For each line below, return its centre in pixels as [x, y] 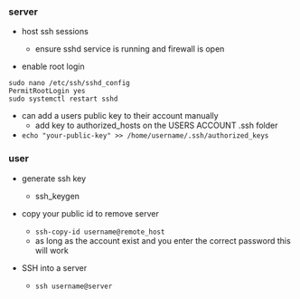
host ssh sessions [55, 32]
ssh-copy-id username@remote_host [100, 232]
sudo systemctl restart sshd [63, 99]
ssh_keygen [57, 196]
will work [52, 250]
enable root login [53, 67]
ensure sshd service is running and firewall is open [130, 49]
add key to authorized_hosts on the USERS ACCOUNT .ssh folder [156, 125]
